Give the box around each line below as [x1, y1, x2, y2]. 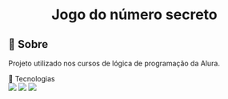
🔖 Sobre [8, 38, 49, 51]
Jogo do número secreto [51, 6, 218, 24]
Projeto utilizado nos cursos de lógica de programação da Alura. [8, 58, 220, 68]
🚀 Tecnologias [8, 74, 55, 83]
